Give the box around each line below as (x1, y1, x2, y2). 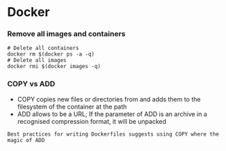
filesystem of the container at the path (17, 102, 127, 111)
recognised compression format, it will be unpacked (17, 117, 167, 125)
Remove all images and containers (7, 29, 126, 39)
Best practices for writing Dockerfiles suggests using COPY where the (7, 130, 219, 138)
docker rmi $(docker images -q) (7, 63, 101, 70)
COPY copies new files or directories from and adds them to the (17, 95, 201, 103)
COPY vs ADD (7, 79, 56, 89)
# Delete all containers (7, 45, 79, 52)
